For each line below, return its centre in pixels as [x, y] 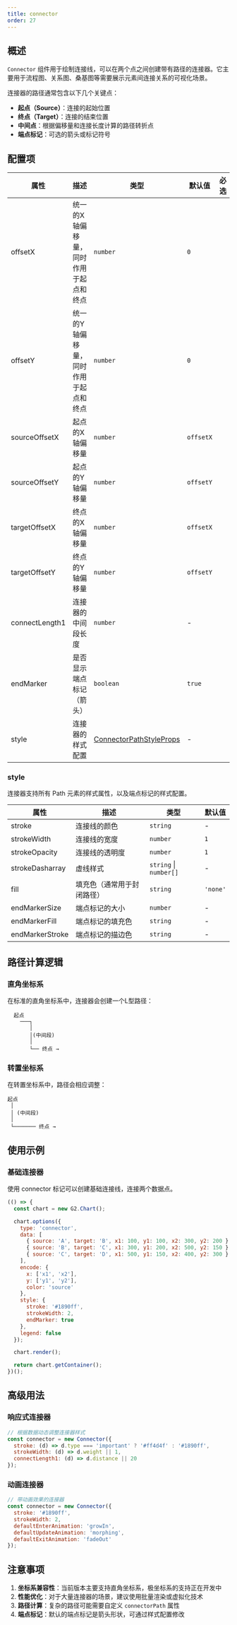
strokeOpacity [34, 852]
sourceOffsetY [35, 482]
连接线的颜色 [97, 826]
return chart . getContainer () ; [58, 1365]
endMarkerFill [34, 921]
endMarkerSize [36, 908]
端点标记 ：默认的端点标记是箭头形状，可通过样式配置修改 [101, 1614]
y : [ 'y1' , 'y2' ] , [51, 1280]
